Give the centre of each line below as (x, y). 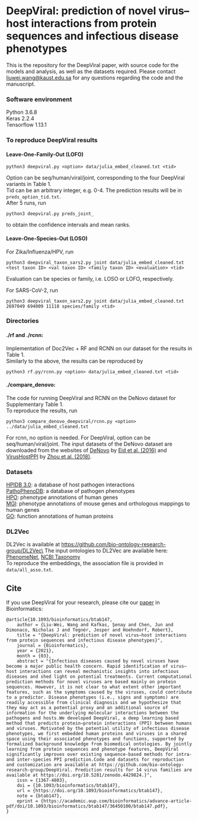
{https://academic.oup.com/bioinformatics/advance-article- (116, 801)
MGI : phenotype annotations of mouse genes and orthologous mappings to (98, 504)
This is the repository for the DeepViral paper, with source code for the (92, 65)
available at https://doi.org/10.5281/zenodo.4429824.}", (79, 775)
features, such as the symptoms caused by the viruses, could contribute (99, 692)
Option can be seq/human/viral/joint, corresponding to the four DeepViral (95, 178)
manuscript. (21, 84)
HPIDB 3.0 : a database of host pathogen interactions (71, 485)
